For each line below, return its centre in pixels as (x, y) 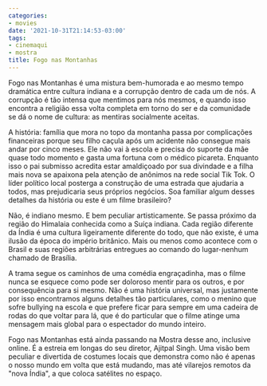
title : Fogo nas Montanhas (53, 61)
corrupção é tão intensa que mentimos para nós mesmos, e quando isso (127, 100)
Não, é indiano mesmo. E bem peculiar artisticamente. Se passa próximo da (132, 215)
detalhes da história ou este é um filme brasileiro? (90, 199)
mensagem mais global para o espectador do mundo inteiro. (107, 324)
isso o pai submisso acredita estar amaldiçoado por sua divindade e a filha (131, 166)
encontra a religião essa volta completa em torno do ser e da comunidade (130, 108)
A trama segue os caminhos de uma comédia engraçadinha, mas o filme (127, 273)
